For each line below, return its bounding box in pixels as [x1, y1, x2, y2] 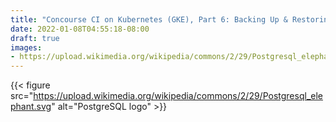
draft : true [10, 33, 60, 43]
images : [10, 42, 43, 53]
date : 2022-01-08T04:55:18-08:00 [10, 24, 150, 34]
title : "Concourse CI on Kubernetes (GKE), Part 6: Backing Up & [10, 14, 288, 25]
